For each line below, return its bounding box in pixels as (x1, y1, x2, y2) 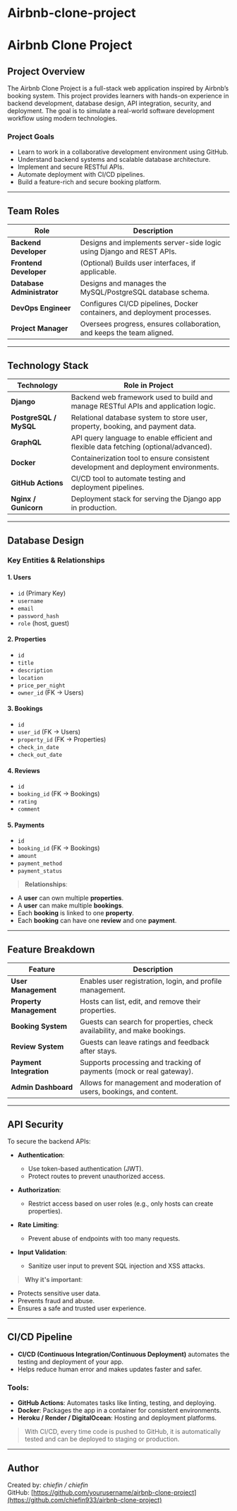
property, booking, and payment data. (71, 422, 196, 432)
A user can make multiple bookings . (17, 901, 124, 910)
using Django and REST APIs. (80, 247, 177, 257)
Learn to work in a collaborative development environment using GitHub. (17, 148, 229, 156)
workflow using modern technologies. (7, 114, 118, 123)
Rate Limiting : (17, 1221, 59, 1229)
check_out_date (17, 751, 63, 759)
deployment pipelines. (71, 483, 145, 493)
